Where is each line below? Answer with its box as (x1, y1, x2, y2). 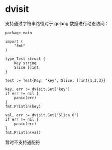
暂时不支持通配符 (5, 139, 40, 145)
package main (5, 30, 32, 35)
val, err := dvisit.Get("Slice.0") (5, 112, 79, 117)
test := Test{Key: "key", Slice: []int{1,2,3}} (5, 78, 106, 83)
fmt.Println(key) (5, 104, 41, 109)
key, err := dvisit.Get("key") (5, 87, 70, 92)
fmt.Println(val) (5, 130, 41, 135)
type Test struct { (5, 56, 46, 61)
